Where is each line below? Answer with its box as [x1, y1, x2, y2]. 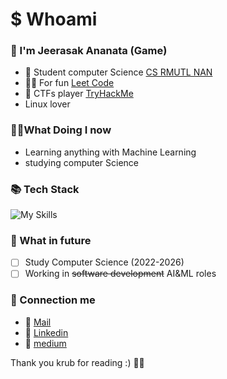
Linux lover [24, 98, 71, 110]
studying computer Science [24, 156, 140, 168]
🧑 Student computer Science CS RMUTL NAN [24, 66, 213, 78]
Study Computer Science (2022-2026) [24, 256, 185, 268]
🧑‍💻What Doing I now [10, 123, 112, 137]
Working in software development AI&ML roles [24, 268, 217, 280]
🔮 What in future [10, 234, 92, 247]
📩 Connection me [10, 293, 96, 307]
